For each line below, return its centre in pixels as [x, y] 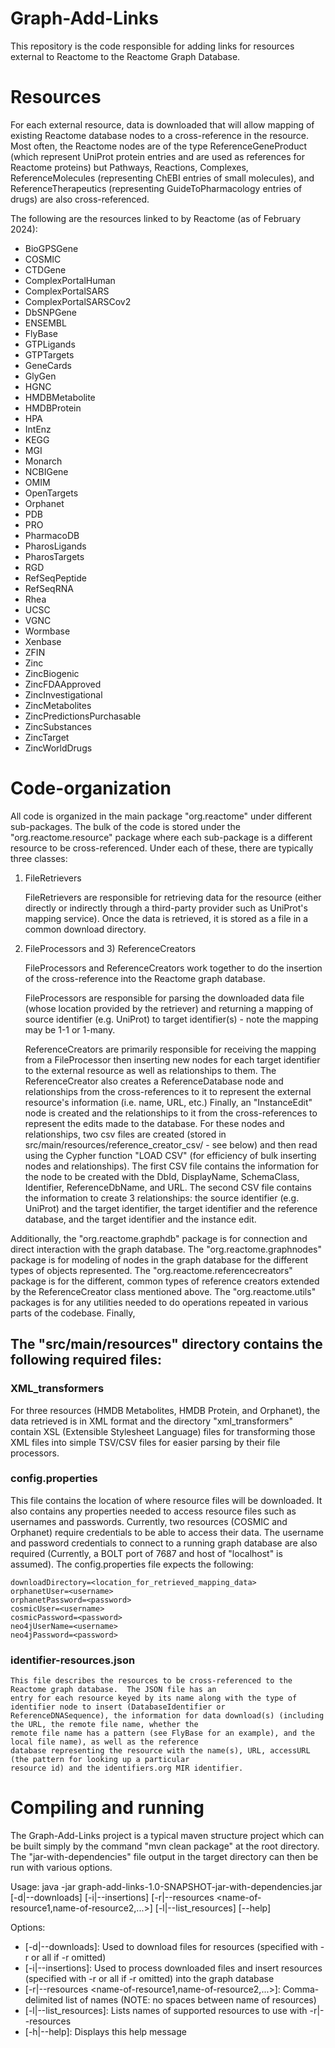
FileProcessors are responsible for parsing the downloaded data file [164, 998]
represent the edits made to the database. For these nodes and [154, 1123]
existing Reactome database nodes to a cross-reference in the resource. [159, 135]
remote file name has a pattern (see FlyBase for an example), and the [162, 1733]
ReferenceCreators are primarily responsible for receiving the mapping [170, 1049]
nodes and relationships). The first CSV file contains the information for [171, 1166]
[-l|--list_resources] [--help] [213, 1908]
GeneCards [48, 365]
